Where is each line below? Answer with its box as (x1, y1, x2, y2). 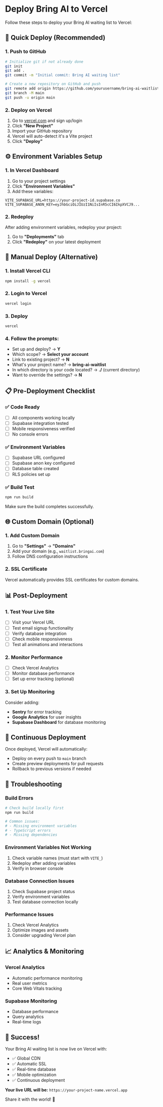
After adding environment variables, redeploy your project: (5, 224, 122, 230)
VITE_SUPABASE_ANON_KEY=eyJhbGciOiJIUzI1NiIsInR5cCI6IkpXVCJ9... (5, 202, 140, 207)
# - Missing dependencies (5, 832, 57, 837)
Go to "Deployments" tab (12, 233, 65, 239)
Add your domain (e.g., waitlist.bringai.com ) (12, 548, 104, 554)
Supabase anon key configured (12, 460, 75, 466)
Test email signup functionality (12, 625, 74, 631)
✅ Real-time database (12, 1066, 56, 1072)
